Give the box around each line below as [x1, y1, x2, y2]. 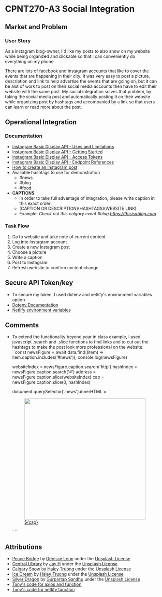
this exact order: [19, 200, 52, 206]
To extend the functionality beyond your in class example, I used [12, 334, 141, 340]
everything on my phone [5, 58, 54, 64]
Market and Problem [5, 23, 68, 31]
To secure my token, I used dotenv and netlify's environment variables [12, 291, 152, 297]
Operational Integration [5, 118, 77, 127]
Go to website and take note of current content [12, 234, 105, 240]
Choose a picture [12, 249, 47, 255]
